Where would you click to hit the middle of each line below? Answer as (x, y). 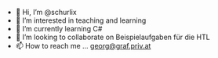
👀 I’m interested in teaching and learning (81, 20)
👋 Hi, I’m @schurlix (46, 12)
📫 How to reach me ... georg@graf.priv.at (83, 46)
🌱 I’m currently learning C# (59, 29)
